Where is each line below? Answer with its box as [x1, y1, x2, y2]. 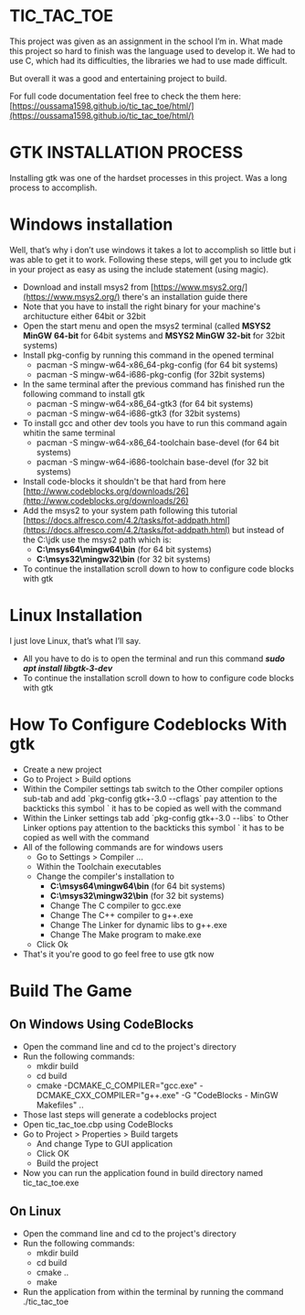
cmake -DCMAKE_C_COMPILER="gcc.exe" [36, 1080, 198, 1091]
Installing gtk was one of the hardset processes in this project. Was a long [9, 172, 288, 183]
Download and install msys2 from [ [22, 281, 154, 293]
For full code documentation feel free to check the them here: [9, 91, 242, 102]
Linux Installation [9, 605, 143, 625]
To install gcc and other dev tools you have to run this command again [22, 417, 288, 428]
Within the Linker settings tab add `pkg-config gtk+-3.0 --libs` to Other [22, 812, 289, 823]
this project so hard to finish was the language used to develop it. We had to [9, 45, 296, 56]
